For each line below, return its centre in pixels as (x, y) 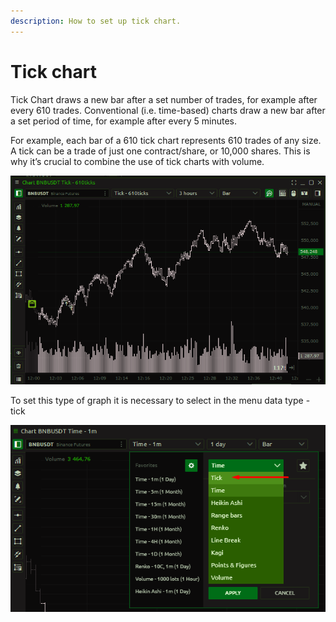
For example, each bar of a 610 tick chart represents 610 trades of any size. (166, 140)
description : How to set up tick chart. (96, 21)
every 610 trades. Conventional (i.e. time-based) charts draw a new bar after (168, 110)
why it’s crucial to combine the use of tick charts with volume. (137, 161)
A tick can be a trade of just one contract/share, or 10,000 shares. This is (160, 151)
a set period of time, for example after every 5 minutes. (124, 121)
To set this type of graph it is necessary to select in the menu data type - (160, 401)
